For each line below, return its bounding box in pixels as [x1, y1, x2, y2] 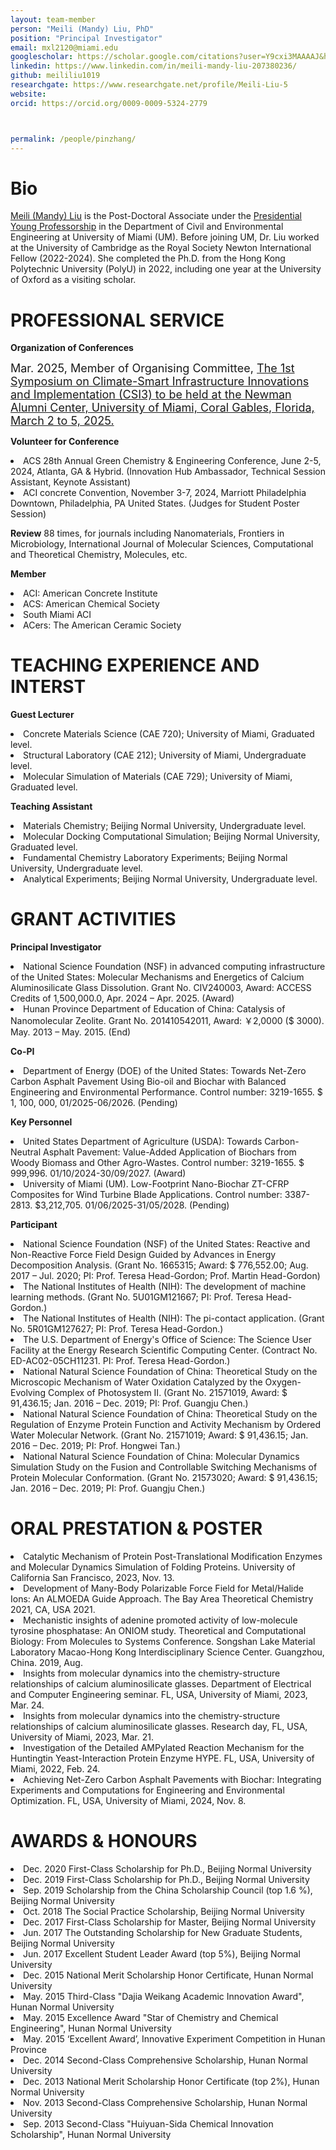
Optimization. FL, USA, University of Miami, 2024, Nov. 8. [10, 1795, 247, 1807]
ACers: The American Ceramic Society [23, 619, 182, 631]
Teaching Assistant [10, 801, 93, 813]
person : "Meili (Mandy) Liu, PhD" [10, 24, 155, 34]
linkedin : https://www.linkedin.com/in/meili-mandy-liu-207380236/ [10, 61, 298, 71]
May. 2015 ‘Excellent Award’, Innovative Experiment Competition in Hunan [23, 2033, 326, 2045]
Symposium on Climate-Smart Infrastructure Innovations [10, 374, 310, 389]
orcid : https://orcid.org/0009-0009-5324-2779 [10, 98, 208, 108]
